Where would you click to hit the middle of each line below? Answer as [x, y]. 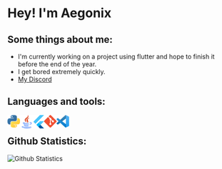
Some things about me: [60, 40]
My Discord [35, 79]
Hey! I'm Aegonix [60, 13]
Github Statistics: [47, 142]
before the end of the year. [57, 64]
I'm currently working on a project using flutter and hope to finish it [116, 56]
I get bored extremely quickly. [61, 72]
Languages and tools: [56, 102]
